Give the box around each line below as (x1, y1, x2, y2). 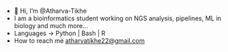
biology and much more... (13, 22, 88, 30)
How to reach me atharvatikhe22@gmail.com (13, 37, 145, 45)
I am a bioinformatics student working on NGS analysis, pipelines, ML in (13, 14, 222, 22)
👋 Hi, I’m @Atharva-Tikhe (13, 7, 87, 15)
